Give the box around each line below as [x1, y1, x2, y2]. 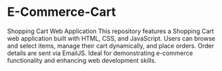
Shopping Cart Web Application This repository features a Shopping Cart [7, 27, 214, 35]
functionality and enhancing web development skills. [7, 56, 157, 64]
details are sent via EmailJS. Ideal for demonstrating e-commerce [7, 49, 193, 57]
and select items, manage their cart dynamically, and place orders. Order [7, 41, 214, 50]
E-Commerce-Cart [7, 4, 116, 20]
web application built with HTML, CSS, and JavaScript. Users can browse [7, 34, 216, 42]
